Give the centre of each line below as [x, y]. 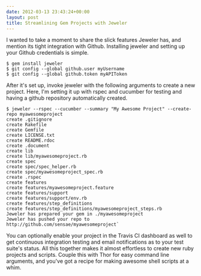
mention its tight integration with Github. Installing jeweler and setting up [96, 46]
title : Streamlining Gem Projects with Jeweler [67, 23]
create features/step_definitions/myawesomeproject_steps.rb [84, 209]
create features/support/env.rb [46, 199]
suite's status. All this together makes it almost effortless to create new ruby [100, 248]
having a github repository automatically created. [67, 98]
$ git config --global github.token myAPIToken [67, 74]
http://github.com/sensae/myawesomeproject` [63, 225]
